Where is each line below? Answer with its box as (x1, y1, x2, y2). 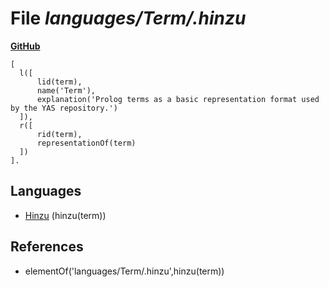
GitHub (10, 40, 41, 52)
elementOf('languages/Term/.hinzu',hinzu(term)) (24, 265, 225, 277)
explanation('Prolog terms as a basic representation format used (36, 94, 320, 104)
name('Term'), (36, 85, 97, 96)
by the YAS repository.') (10, 103, 118, 113)
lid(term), (36, 77, 83, 87)
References (10, 238, 84, 256)
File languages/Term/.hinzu (10, 7, 247, 30)
